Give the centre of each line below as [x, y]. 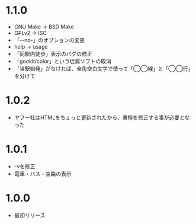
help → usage [31, 47]
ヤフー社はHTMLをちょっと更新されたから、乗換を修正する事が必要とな [102, 117]
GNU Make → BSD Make [44, 27]
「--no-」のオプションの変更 [49, 40]
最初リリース [30, 215]
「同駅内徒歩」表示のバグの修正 [53, 53]
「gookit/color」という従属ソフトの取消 [63, 61]
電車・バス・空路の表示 [43, 174]
